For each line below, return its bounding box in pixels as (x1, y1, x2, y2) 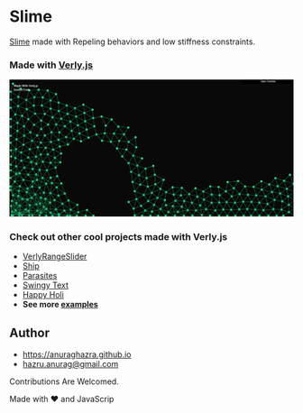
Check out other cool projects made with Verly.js (9, 230, 228, 243)
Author (9, 325, 50, 340)
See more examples (22, 299, 99, 310)
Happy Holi (22, 289, 65, 300)
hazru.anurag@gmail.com (22, 358, 119, 369)
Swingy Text (22, 280, 69, 290)
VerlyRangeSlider (22, 251, 87, 262)
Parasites (22, 271, 58, 281)
